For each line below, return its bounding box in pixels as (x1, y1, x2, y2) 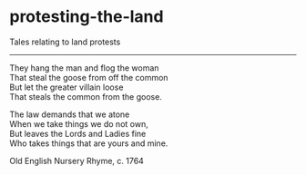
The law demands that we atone (9, 109, 130, 120)
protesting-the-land (9, 6, 164, 27)
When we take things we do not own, (9, 118, 148, 129)
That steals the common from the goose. (9, 91, 162, 102)
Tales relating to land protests (9, 36, 121, 47)
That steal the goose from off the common (9, 72, 168, 83)
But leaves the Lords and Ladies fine (9, 128, 147, 139)
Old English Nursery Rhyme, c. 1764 (9, 155, 144, 166)
